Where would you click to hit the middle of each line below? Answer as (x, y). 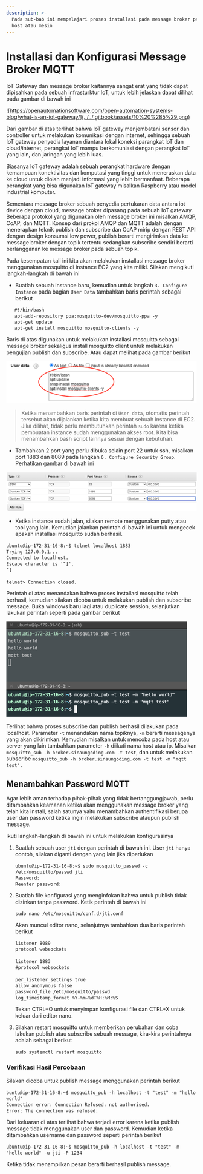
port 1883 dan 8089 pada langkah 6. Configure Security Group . (95, 457)
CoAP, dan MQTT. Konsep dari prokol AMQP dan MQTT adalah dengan (95, 223)
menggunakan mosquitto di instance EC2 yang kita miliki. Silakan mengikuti (100, 267)
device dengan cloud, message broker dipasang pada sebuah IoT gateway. (100, 210)
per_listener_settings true (50, 980)
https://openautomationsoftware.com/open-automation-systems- (92, 111)
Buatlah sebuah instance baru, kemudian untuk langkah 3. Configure (101, 286)
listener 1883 (33, 962)
